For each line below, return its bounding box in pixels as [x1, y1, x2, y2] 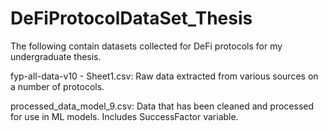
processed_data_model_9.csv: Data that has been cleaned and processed [10, 100, 315, 112]
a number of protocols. [10, 80, 105, 92]
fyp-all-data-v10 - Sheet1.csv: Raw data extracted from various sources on [10, 70, 319, 82]
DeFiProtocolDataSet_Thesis [10, 7, 253, 30]
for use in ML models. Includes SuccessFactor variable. [10, 110, 239, 122]
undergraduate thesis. [10, 50, 102, 62]
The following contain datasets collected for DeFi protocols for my [10, 40, 283, 52]
